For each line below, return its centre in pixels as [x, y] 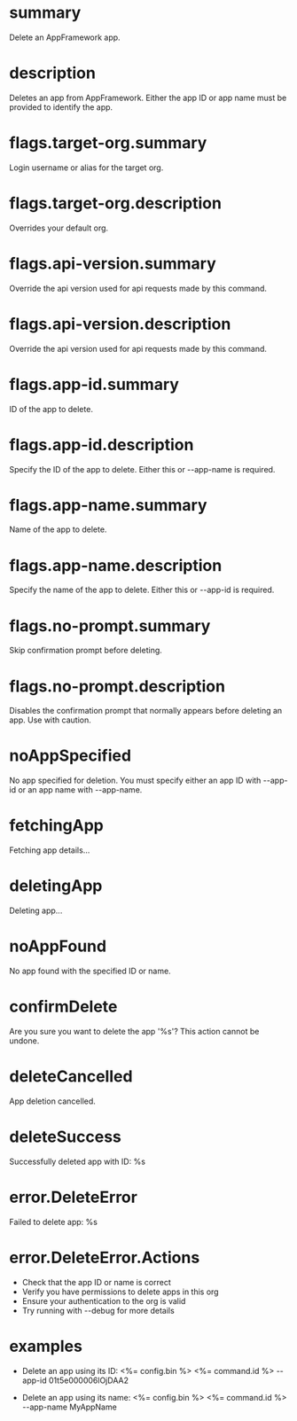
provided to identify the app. [61, 107]
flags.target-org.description [115, 203]
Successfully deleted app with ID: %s [78, 1161]
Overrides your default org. [59, 228]
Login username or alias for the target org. [86, 168]
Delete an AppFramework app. [65, 37]
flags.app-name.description [116, 565]
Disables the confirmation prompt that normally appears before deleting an [146, 711]
